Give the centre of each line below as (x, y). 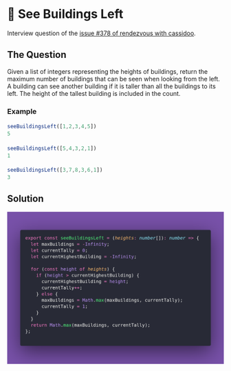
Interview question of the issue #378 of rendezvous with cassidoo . (101, 33)
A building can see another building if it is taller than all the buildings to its (112, 86)
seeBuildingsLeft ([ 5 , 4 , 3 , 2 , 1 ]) (52, 148)
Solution (25, 199)
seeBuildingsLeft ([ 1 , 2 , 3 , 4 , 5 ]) (52, 127)
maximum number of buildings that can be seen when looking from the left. (113, 79)
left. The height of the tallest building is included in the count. (94, 93)
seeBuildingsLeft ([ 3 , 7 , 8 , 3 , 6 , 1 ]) (55, 170)
